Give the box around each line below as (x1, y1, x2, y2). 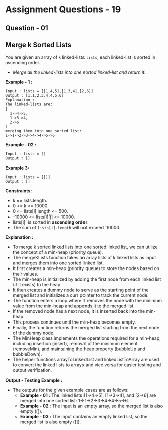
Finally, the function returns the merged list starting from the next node (12, 325, 160, 331)
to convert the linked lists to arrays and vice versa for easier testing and (12, 362, 161, 368)
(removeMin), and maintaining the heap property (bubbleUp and (12, 346, 146, 352)
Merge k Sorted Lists (5, 40, 72, 49)
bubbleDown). (12, 351, 42, 357)
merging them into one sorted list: (5, 129, 82, 134)
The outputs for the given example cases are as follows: (12, 387, 129, 393)
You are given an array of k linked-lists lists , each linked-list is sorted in (5, 54, 156, 60)
